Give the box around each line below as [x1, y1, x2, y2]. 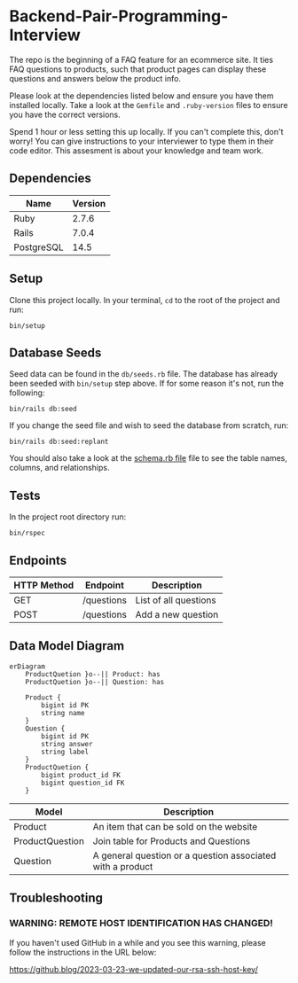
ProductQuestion [13, 835, 84, 847]
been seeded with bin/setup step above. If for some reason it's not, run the [9, 378, 284, 389]
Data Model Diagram [9, 638, 125, 653]
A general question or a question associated [92, 849, 277, 862]
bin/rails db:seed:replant [9, 437, 109, 447]
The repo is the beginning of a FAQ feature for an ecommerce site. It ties [9, 54, 273, 65]
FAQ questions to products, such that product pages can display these [9, 64, 267, 74]
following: [9, 387, 45, 398]
